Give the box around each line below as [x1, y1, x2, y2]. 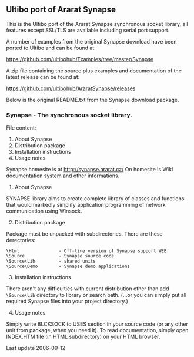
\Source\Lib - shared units [6, 259, 96, 265]
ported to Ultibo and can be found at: [6, 44, 96, 51]
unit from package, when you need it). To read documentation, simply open [6, 327, 189, 334]
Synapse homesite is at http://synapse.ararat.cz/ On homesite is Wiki [6, 166, 173, 173]
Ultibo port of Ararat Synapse [6, 5, 116, 15]
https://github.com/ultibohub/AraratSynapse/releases [6, 85, 136, 92]
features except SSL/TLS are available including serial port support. [6, 27, 170, 34]
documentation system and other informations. [6, 172, 120, 179]
